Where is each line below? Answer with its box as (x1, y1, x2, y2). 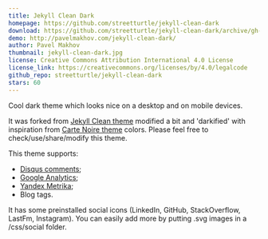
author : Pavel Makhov (8, 42, 81, 50)
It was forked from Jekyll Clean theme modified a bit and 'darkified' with (8, 116, 246, 125)
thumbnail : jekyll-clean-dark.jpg (8, 49, 124, 57)
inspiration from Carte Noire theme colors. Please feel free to (8, 125, 209, 134)
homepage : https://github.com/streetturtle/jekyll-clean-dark (8, 19, 219, 27)
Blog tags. (19, 189, 53, 199)
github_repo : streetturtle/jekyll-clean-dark (8, 71, 162, 79)
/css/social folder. (8, 221, 67, 232)
